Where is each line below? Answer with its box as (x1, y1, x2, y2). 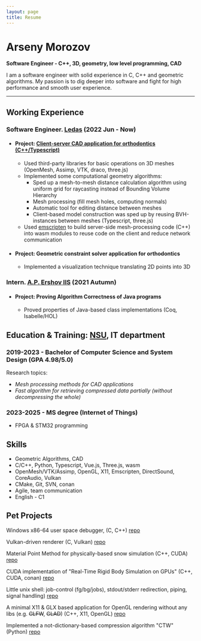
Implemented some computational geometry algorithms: (23, 172, 163, 180)
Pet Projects (6, 510, 53, 521)
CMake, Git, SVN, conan (14, 480, 75, 488)
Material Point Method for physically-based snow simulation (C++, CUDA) (6, 549, 188, 557)
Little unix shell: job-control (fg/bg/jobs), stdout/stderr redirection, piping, (6, 585, 187, 593)
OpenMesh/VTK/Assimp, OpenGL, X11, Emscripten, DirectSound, (14, 468, 175, 475)
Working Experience (6, 107, 84, 117)
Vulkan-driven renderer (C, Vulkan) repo (6, 538, 106, 545)
